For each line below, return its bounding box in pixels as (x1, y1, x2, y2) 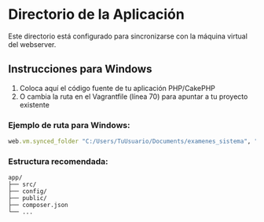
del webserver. (8, 39, 57, 49)
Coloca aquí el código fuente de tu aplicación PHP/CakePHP (19, 83, 216, 93)
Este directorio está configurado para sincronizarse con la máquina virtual (8, 31, 247, 41)
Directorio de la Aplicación (8, 5, 185, 24)
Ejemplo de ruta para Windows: (8, 119, 130, 130)
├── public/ (8, 195, 47, 202)
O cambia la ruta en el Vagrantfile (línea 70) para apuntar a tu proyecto (19, 92, 248, 101)
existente (19, 100, 49, 109)
